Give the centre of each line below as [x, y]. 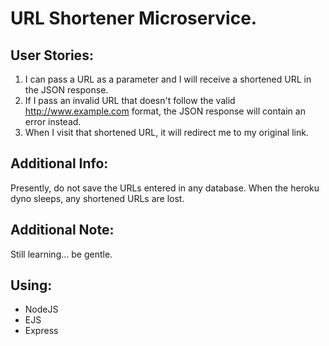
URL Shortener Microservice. [134, 18]
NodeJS [41, 309]
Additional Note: [62, 230]
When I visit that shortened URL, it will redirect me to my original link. [166, 132]
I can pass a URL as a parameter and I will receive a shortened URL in [168, 79]
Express [41, 331]
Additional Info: [59, 163]
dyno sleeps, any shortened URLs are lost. [97, 198]
